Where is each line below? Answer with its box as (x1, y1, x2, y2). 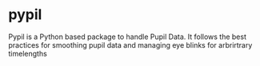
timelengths (8, 49, 48, 58)
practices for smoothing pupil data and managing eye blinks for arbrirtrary (8, 40, 253, 49)
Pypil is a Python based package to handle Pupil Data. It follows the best (8, 32, 246, 41)
